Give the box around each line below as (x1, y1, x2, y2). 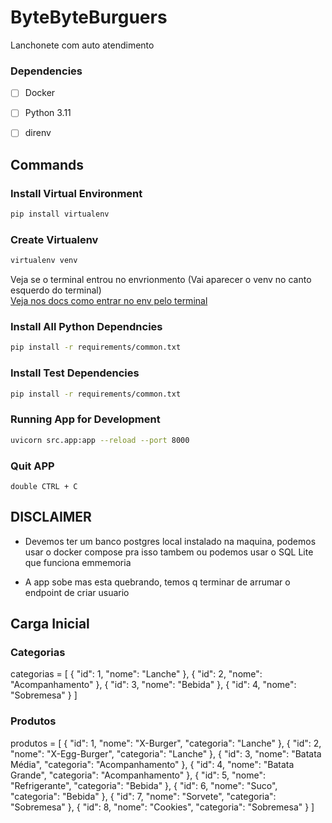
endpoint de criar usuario (24, 586, 130, 598)
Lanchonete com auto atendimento (10, 39, 155, 51)
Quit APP (10, 459, 55, 473)
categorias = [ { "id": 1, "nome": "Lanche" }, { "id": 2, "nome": (10, 668, 263, 680)
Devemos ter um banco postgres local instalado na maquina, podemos (24, 535, 317, 547)
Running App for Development (10, 412, 161, 426)
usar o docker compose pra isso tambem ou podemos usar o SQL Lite (24, 546, 314, 558)
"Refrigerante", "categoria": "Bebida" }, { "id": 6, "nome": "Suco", (10, 779, 278, 791)
